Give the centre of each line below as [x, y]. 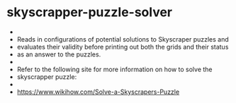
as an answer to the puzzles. [59, 54]
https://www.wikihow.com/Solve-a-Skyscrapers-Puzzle [98, 92]
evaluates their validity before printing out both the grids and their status [123, 47]
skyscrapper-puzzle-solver [90, 12]
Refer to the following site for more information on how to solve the [115, 69]
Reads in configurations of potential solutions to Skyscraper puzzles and [123, 39]
